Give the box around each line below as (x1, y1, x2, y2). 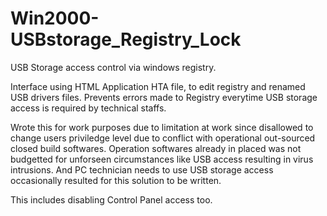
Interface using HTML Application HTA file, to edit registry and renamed (10, 80, 306, 92)
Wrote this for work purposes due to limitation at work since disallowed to (10, 121, 314, 133)
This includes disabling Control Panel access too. (10, 193, 213, 206)
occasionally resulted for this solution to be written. (10, 174, 222, 186)
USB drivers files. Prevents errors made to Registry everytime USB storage (10, 91, 318, 103)
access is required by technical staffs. (10, 102, 167, 114)
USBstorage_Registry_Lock (10, 28, 242, 51)
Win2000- (10, 7, 100, 30)
